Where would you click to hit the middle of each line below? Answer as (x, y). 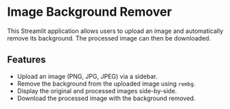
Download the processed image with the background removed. (106, 98)
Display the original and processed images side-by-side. (97, 90)
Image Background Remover (90, 12)
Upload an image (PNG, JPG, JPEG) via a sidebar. (87, 76)
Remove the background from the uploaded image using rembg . (106, 84)
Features (26, 60)
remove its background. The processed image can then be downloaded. (109, 38)
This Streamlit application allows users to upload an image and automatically (115, 31)
